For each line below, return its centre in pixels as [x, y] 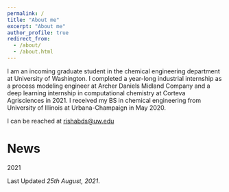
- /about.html [33, 52]
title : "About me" [33, 20]
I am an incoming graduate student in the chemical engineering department [114, 71]
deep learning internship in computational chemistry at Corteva [96, 93]
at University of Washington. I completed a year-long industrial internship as [114, 78]
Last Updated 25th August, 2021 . [54, 181]
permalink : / [26, 13]
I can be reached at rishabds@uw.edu [61, 121]
